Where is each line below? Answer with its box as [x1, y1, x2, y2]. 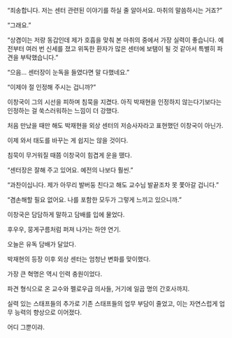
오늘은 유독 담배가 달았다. [7, 240, 77, 248]
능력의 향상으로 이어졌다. [14, 308, 82, 316]
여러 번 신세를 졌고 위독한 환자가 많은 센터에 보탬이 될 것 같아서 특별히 [25, 45, 216, 52]
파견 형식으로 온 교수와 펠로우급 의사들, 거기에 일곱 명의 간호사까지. [7, 285, 190, 293]
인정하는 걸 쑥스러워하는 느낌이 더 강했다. [7, 107, 119, 115]
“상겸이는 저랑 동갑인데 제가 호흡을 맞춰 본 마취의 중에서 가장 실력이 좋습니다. [7, 36, 217, 44]
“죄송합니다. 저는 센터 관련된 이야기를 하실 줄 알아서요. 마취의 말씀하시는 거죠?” [7, 6, 222, 14]
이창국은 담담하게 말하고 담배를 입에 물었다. [7, 210, 125, 219]
